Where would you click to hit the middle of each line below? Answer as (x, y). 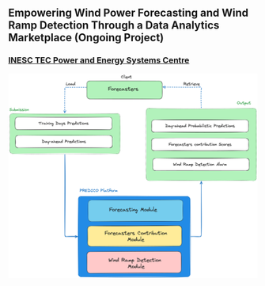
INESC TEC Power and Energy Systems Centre (99, 60)
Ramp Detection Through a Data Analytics (114, 26)
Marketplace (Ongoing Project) (86, 38)
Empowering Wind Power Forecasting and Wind (129, 13)
